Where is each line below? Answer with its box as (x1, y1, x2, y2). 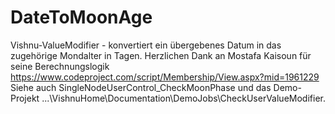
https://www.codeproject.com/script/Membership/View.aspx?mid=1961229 (10, 71, 320, 83)
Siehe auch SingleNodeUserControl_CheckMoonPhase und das (10, 81, 272, 93)
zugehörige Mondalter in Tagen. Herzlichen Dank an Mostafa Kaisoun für (10, 49, 312, 61)
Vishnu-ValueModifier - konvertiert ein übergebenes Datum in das (10, 39, 282, 51)
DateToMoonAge (10, 6, 153, 29)
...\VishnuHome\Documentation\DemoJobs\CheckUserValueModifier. (41, 92, 326, 104)
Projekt (10, 92, 40, 104)
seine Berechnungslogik (10, 60, 110, 72)
